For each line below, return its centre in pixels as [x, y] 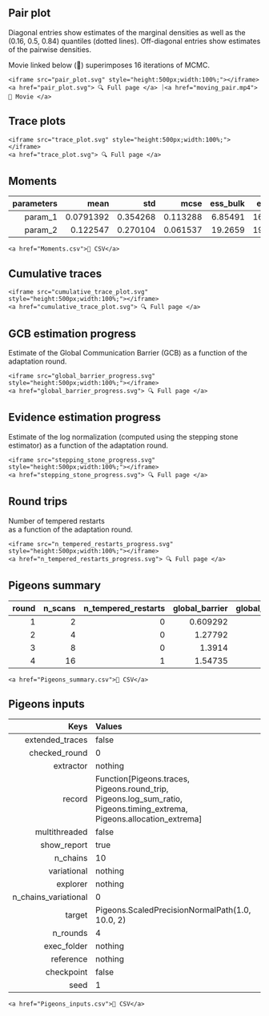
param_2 [41, 230]
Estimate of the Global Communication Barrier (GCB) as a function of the [128, 353]
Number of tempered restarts [57, 520]
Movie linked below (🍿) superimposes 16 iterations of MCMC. [109, 65]
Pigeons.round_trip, [132, 789]
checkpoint [66, 972]
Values [109, 726]
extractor [70, 766]
